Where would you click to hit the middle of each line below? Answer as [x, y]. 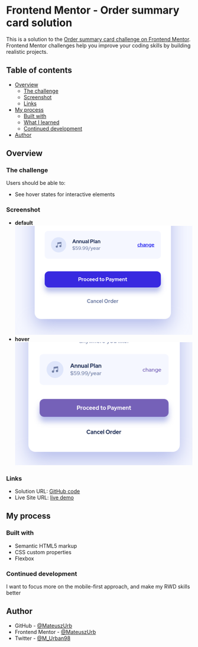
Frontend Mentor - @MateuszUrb [55, 632]
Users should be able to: [36, 183]
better [14, 593]
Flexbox [24, 558]
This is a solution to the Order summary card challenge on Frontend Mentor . [98, 39]
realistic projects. [27, 51]
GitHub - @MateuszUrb [43, 625]
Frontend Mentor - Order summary [93, 10]
